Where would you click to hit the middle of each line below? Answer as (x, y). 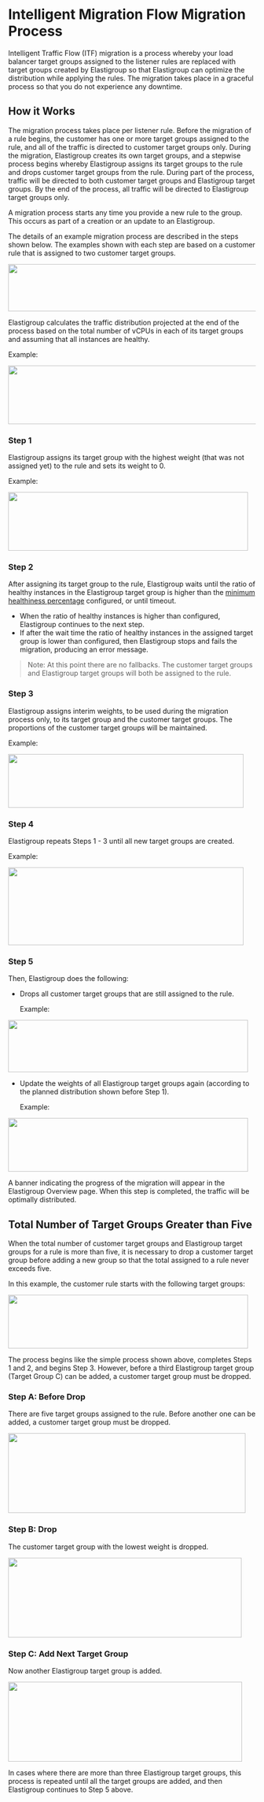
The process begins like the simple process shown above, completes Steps (130, 1360)
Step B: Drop (33, 1529)
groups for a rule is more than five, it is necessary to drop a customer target (131, 1252)
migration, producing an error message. (84, 650)
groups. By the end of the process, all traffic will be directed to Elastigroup (128, 189)
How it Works (42, 111)
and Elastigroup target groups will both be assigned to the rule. (129, 673)
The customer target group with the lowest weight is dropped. (108, 1547)
